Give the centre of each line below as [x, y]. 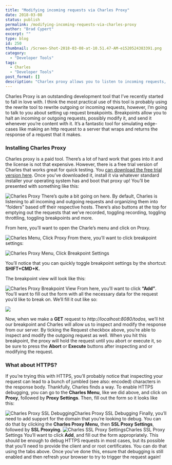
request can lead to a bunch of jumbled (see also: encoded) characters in [83, 382]
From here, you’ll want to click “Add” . [117, 288]
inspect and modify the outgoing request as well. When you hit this [76, 335]
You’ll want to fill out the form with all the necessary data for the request [82, 294]
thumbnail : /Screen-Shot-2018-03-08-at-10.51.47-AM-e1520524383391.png [83, 48]
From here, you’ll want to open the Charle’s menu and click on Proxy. [78, 228]
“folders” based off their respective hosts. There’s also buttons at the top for [86, 207]
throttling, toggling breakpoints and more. [49, 218]
